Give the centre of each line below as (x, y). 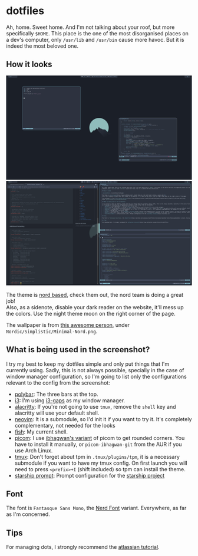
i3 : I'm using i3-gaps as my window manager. (70, 400)
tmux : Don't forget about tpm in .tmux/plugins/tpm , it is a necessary (97, 456)
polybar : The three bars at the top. (56, 394)
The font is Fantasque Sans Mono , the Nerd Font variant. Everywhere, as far (96, 508)
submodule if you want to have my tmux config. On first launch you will (101, 463)
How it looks (29, 64)
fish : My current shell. (41, 432)
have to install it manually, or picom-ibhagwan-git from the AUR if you (98, 444)
